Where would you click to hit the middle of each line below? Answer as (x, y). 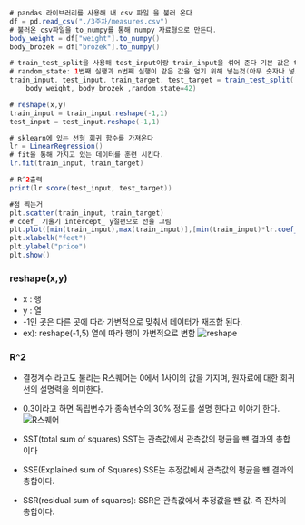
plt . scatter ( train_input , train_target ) (87, 213)
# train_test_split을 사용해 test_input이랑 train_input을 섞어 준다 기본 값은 (150, 63)
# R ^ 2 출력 (26, 180)
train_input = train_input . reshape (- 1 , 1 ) (89, 113)
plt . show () (30, 255)
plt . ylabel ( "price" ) (49, 247)
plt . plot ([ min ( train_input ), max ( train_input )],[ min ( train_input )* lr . (144, 230)
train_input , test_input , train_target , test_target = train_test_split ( (152, 80)
